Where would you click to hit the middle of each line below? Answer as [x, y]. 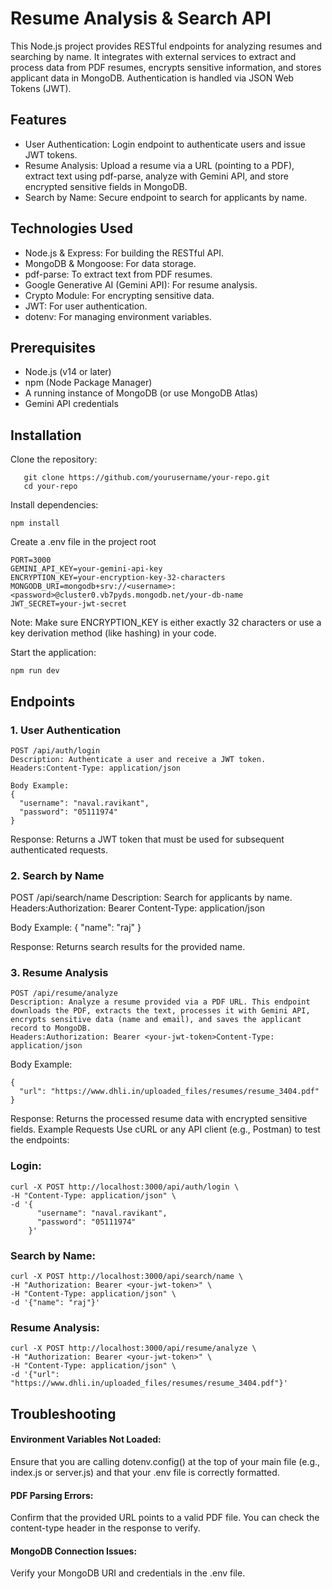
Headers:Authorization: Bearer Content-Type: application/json [138, 908]
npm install [35, 523]
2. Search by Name [57, 875]
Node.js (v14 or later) [68, 372]
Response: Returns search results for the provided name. [128, 947]
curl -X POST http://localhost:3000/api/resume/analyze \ [133, 1348]
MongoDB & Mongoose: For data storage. [110, 263]
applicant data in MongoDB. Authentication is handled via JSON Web [152, 78]
